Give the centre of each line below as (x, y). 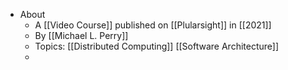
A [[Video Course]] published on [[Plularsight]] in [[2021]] (153, 25)
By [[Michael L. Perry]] (81, 35)
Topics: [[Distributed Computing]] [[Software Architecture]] (157, 46)
